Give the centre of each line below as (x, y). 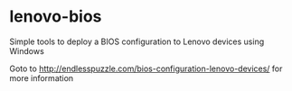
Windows (27, 50)
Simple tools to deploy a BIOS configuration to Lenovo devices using (137, 41)
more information (42, 77)
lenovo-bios (56, 17)
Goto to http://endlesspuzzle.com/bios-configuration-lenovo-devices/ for (146, 68)
